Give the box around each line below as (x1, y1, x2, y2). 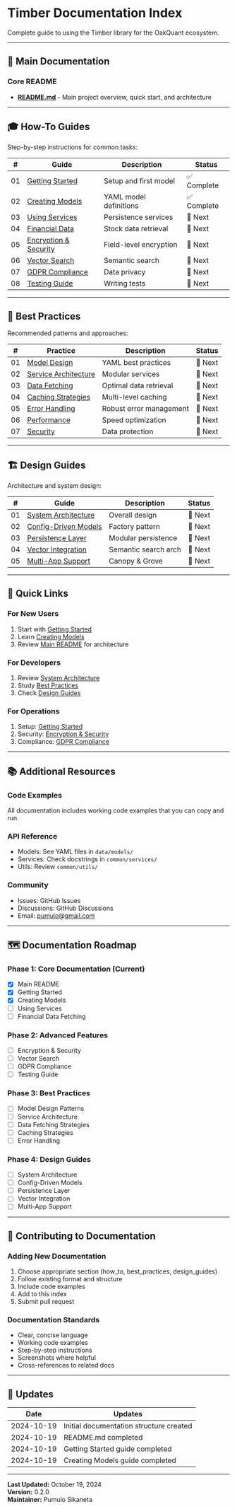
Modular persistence (109, 533, 178, 543)
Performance (27, 415, 71, 425)
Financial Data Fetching (17, 1012, 86, 1020)
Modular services (102, 369, 160, 379)
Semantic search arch (109, 544, 181, 554)
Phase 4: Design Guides (7, 1154, 92, 1164)
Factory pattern (109, 522, 161, 532)
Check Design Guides (17, 689, 81, 697)
